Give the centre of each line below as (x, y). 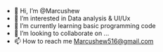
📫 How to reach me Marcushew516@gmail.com (84, 41)
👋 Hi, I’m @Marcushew (47, 11)
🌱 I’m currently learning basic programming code (85, 26)
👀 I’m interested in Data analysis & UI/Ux (72, 18)
